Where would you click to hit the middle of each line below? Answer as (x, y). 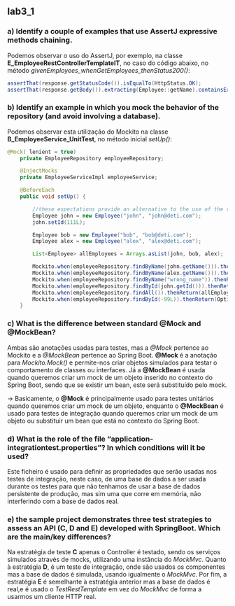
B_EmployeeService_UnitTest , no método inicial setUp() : (90, 139)
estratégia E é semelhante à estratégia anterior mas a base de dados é (109, 582)
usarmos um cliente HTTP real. (52, 597)
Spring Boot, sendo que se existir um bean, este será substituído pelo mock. (117, 385)
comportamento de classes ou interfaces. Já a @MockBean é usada (106, 369)
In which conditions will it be (156, 447)
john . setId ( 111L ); (59, 222)
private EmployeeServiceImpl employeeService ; (89, 178)
